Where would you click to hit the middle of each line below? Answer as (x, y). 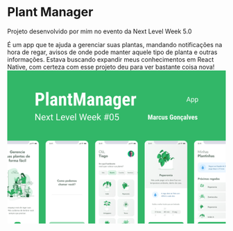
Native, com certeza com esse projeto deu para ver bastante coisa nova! (111, 67)
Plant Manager (50, 12)
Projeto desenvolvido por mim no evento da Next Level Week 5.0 (100, 31)
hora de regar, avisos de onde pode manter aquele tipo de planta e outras (112, 52)
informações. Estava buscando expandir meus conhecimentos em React (111, 59)
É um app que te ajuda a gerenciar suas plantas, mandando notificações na (115, 44)
